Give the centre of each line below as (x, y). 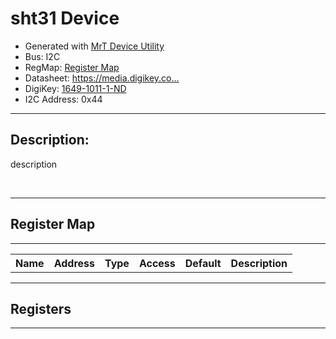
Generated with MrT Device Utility (94, 46)
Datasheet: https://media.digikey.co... (102, 78)
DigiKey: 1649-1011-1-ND (75, 88)
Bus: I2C (42, 56)
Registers (41, 308)
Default (203, 263)
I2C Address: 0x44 (63, 99)
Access (157, 263)
